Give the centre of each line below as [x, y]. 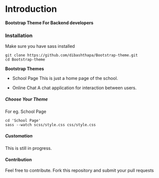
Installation [19, 36]
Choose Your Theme [27, 99]
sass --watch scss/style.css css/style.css [51, 125]
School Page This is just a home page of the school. [65, 78]
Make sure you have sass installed [40, 46]
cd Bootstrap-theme [25, 60]
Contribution [19, 159]
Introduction [31, 9]
